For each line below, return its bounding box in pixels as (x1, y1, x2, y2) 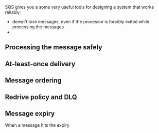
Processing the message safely (5, 43, 103, 52)
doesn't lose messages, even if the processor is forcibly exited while (12, 19, 150, 24)
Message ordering (5, 76, 62, 85)
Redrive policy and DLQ (5, 93, 77, 101)
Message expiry (5, 109, 55, 117)
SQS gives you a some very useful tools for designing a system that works (5, 4, 154, 10)
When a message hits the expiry (5, 122, 70, 128)
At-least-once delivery (5, 59, 75, 68)
